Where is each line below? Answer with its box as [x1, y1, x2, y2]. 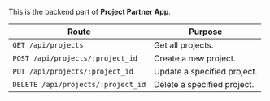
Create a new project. [153, 53, 236, 64]
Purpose [188, 26, 223, 37]
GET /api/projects [12, 40, 84, 49]
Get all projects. [153, 40, 214, 51]
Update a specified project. [153, 66, 258, 77]
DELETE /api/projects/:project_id [12, 80, 146, 89]
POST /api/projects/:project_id [12, 54, 138, 63]
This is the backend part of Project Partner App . [8, 7, 171, 16]
